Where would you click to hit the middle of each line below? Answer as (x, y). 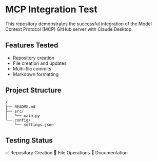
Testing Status (29, 140)
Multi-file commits (32, 68)
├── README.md (21, 106)
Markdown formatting (36, 74)
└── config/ (18, 120)
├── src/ (15, 111)
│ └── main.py (23, 116)
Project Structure (33, 90)
